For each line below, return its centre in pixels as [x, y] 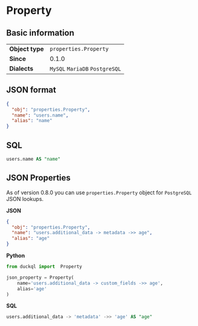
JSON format [31, 90]
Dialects [21, 69]
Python [16, 256]
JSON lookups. [25, 199]
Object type [27, 49]
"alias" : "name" [32, 121]
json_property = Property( [40, 277]
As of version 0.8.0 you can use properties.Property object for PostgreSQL [99, 192]
